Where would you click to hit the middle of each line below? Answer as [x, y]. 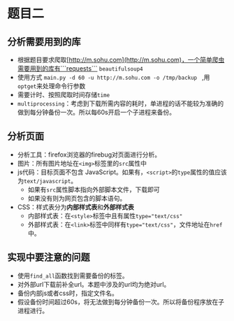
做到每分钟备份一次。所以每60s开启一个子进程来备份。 [96, 112]
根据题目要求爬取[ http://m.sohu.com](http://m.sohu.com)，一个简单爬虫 [121, 60]
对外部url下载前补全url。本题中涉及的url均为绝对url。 [94, 284]
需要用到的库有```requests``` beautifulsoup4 [80, 69]
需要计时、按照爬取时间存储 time [64, 95]
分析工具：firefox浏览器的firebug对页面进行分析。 [89, 155]
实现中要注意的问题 [49, 258]
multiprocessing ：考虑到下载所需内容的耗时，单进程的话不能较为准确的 [120, 104]
